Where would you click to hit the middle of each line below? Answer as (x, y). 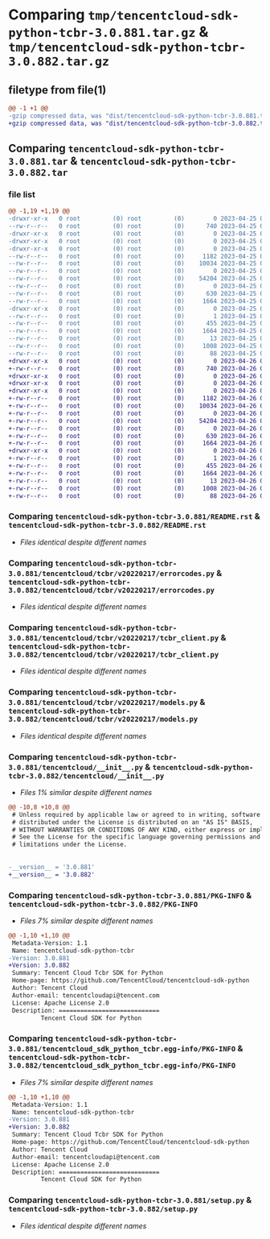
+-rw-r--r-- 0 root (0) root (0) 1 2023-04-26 (133, 458)
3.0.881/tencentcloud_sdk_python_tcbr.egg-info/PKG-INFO (122, 1049)
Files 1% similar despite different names (86, 792)
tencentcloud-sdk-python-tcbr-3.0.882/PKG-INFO (103, 904)
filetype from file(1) (57, 90)
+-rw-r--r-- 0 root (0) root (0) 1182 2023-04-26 (133, 399)
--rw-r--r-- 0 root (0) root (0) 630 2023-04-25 (133, 293)
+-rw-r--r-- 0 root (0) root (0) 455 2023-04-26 (133, 466)
